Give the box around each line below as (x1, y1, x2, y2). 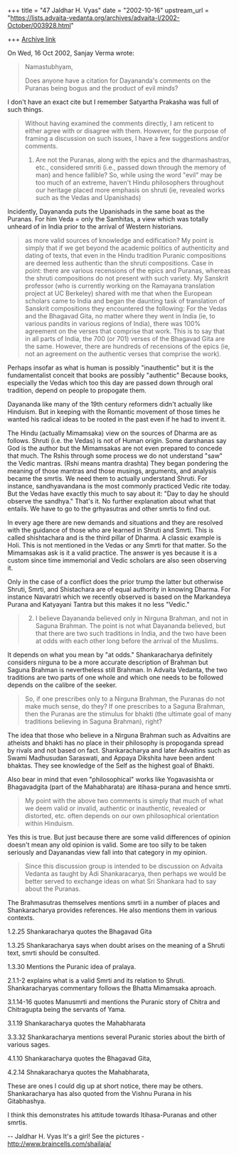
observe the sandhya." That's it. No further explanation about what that (7, 497, 216, 505)
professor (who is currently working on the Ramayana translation (24, 281, 216, 290)
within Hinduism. (24, 819, 75, 827)
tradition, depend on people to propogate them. (7, 386, 147, 394)
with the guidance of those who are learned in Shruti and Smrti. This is (7, 526, 214, 534)
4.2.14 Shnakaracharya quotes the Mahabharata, (7, 1068, 150, 1076)
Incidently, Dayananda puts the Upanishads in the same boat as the (7, 207, 205, 216)
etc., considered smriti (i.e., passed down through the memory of (35, 163, 226, 172)
